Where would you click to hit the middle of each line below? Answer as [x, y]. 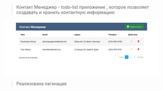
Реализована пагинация [41, 84]
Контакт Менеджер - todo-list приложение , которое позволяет [82, 7]
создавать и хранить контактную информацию [65, 12]
